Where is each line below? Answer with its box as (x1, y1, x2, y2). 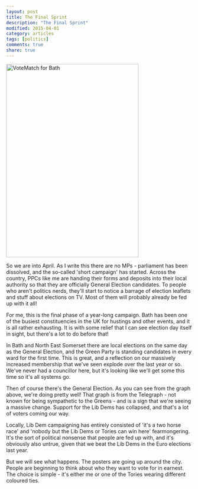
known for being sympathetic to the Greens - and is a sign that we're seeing (6, 397, 191, 404)
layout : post (6, 8, 38, 15)
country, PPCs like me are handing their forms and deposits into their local (6, 274, 187, 282)
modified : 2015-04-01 (6, 25, 60, 31)
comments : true (6, 42, 44, 48)
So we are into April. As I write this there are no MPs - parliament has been (6, 262, 188, 269)
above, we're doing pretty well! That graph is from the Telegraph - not (6, 391, 176, 398)
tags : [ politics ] (6, 36, 49, 42)
